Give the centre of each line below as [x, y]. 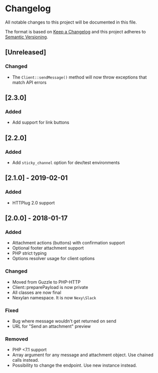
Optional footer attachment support [48, 248]
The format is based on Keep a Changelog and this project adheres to [76, 31]
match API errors [29, 82]
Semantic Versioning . [26, 37]
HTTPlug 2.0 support [33, 202]
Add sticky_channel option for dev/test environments [66, 162]
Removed [17, 339]
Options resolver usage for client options [53, 258]
